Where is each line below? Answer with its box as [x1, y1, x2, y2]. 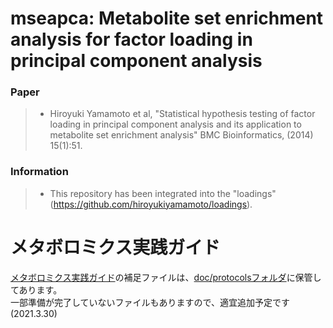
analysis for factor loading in [10, 28, 253, 51]
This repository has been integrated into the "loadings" [49, 187, 277, 199]
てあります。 [10, 283, 63, 296]
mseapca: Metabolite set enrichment [10, 7, 324, 30]
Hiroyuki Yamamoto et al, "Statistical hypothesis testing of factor [49, 108, 316, 120]
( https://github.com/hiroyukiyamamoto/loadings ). [49, 198, 253, 210]
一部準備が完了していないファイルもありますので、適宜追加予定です [10, 296, 291, 308]
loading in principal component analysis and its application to [49, 118, 302, 131]
